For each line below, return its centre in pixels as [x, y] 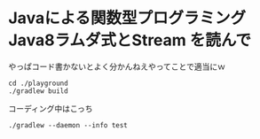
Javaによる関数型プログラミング [127, 18]
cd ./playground [38, 83]
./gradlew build [38, 91]
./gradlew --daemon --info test [68, 125]
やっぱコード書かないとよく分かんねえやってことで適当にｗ [117, 66]
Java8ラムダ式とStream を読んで [130, 40]
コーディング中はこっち [51, 108]
